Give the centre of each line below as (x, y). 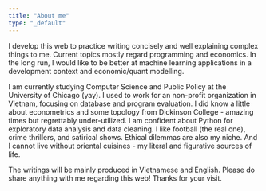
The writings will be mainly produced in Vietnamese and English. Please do (132, 170)
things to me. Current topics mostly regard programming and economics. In (133, 54)
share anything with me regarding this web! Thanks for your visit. (115, 178)
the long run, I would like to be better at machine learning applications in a (130, 62)
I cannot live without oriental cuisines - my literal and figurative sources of (130, 146)
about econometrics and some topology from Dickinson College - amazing (131, 111)
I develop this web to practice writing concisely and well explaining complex (133, 45)
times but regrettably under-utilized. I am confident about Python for (121, 120)
